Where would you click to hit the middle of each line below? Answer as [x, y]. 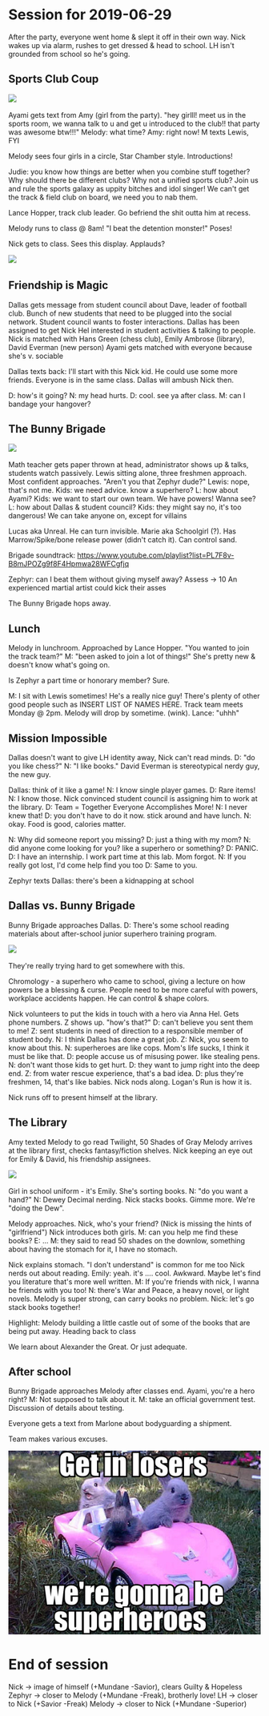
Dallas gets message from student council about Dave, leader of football [128, 304]
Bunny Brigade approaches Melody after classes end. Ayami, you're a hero [132, 1391]
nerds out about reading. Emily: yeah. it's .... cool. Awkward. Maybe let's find [134, 1273]
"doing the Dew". [36, 1208]
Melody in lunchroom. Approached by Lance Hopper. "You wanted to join [129, 648]
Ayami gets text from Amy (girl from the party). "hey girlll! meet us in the [127, 115]
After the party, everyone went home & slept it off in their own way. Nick [127, 37]
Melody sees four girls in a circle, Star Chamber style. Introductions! [121, 156]
